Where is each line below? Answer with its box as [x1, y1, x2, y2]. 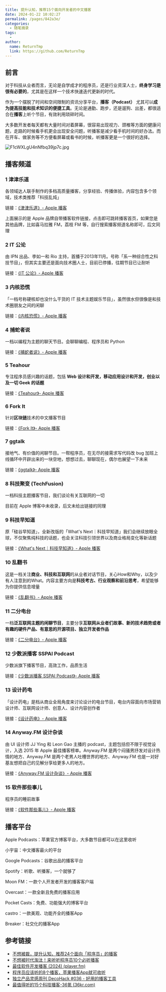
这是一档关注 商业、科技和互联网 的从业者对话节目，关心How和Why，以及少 [5, 571, 158, 577]
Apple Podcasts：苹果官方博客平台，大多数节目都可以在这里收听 [5, 836, 137, 842]
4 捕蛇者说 [5, 326, 31, 333]
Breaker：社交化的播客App [5, 921, 60, 927]
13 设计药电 [5, 686, 32, 693]
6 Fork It [5, 403, 26, 410]
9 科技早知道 [5, 517, 36, 523]
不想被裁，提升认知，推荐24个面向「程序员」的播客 [12, 950, 118, 956]
